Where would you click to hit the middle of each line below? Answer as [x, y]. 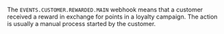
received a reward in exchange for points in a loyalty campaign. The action [112, 17]
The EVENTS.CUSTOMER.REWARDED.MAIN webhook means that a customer [105, 10]
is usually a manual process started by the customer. [82, 24]
